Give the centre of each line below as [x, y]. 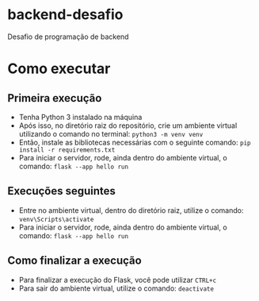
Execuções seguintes [62, 191]
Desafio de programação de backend [68, 37]
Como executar [59, 69]
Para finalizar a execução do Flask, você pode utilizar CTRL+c [118, 280]
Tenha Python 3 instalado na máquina [80, 117]
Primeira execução [55, 98]
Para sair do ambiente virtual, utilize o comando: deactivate [116, 288]
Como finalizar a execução [74, 261]
